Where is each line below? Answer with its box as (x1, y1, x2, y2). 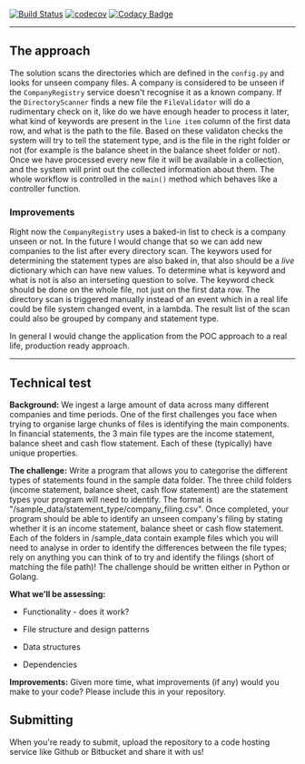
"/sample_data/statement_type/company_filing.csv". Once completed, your (9, 504, 290, 514)
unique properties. (9, 447, 79, 458)
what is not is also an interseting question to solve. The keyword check (9, 275, 275, 286)
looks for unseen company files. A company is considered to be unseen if (9, 77, 285, 88)
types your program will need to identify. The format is (9, 494, 213, 504)
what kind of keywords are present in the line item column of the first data (9, 115, 290, 126)
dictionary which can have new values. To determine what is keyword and (9, 265, 286, 276)
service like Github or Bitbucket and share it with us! (9, 746, 204, 757)
